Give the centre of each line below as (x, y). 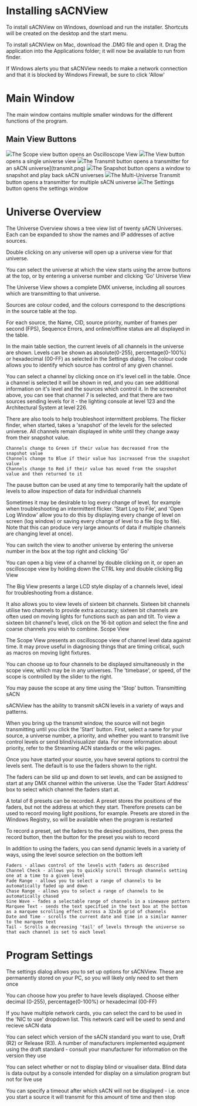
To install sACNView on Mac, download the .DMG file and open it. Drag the (96, 45)
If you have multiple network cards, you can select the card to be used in (94, 1013)
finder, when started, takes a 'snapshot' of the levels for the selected (89, 425)
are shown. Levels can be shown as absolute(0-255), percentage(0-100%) (96, 352)
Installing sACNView (57, 11)
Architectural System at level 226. (47, 407)
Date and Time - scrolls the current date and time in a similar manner (97, 917)
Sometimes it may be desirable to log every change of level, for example (93, 502)
